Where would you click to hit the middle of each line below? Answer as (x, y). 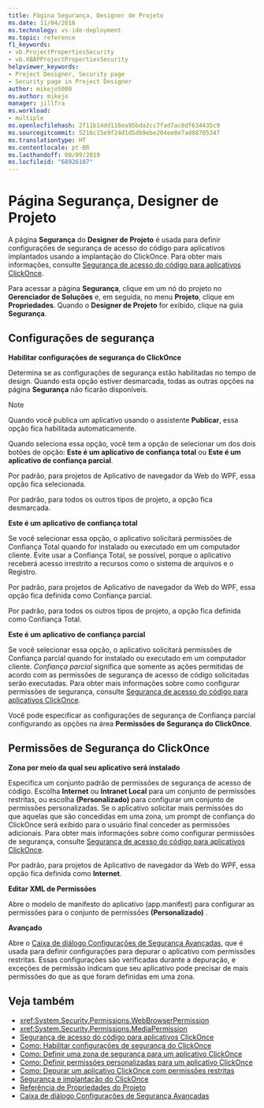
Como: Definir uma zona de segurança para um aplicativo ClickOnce (131, 1054)
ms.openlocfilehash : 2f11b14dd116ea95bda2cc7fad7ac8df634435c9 (114, 125)
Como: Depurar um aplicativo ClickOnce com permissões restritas (127, 1070)
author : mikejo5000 (40, 89)
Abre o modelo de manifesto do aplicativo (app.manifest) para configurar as (131, 904)
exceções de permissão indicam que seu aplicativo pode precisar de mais (128, 968)
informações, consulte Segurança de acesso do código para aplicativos (125, 265)
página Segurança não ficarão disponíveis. (78, 389)
